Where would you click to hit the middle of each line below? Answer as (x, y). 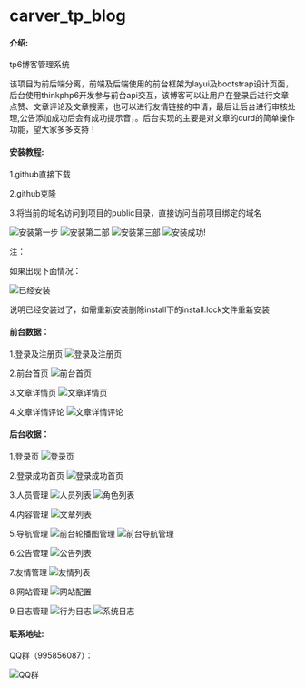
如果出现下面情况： (45, 270)
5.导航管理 (29, 534)
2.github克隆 (33, 193)
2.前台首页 (29, 373)
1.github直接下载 (40, 174)
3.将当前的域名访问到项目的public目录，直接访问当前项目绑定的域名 (136, 212)
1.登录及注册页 (36, 354)
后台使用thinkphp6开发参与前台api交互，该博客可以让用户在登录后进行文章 (149, 96)
